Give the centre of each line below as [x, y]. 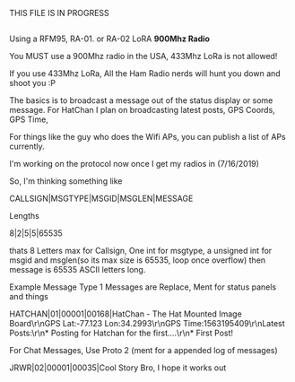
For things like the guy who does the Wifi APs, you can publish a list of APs [147, 137]
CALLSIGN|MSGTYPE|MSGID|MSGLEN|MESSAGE [101, 199]
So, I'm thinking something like [66, 181]
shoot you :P [33, 83]
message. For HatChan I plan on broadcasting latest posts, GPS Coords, [142, 110]
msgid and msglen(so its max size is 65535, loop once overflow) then [138, 260]
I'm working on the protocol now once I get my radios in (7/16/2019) [134, 164]
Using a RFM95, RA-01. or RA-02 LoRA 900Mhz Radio [110, 39]
